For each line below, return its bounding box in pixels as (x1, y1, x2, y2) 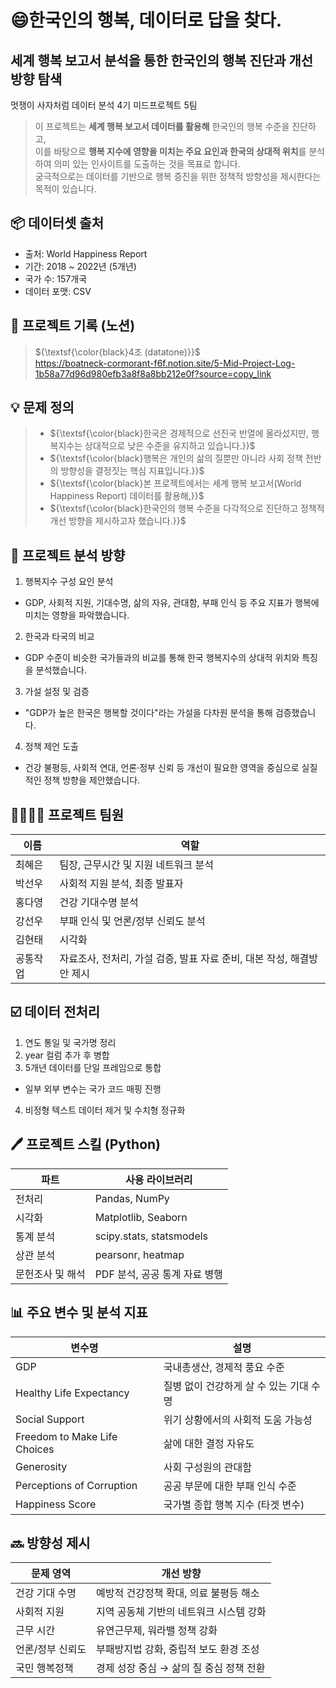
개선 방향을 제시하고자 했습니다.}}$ (49, 515, 187, 527)
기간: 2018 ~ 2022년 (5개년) (24, 260, 137, 272)
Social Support (15, 1412, 85, 1426)
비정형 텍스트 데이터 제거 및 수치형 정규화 (24, 1104, 186, 1116)
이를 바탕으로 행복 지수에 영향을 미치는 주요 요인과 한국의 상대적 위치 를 (34, 146, 307, 157)
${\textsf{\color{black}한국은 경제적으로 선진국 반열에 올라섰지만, (49, 427, 309, 440)
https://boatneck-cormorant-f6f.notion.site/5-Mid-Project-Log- (34, 357, 296, 369)
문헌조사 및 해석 (15, 1267, 86, 1281)
